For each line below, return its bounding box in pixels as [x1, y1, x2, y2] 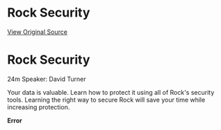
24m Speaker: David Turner [7, 75, 87, 83]
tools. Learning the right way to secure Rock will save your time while [7, 95, 206, 104]
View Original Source [7, 28, 68, 36]
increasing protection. [7, 102, 70, 111]
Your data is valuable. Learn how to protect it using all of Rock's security [7, 88, 215, 96]
